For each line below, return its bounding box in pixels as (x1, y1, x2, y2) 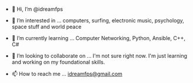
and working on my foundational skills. (11, 59, 105, 65)
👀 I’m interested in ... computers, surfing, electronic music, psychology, (11, 17, 184, 24)
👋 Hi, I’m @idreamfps (11, 6, 64, 12)
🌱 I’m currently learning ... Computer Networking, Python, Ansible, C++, (11, 35, 185, 41)
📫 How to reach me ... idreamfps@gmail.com (11, 71, 122, 77)
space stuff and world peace (11, 24, 82, 30)
